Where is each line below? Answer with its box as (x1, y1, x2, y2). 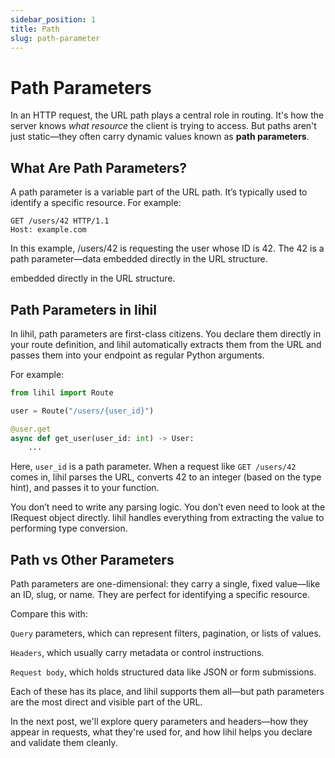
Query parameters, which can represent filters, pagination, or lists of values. (10, 627, 322, 640)
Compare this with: (10, 608, 88, 620)
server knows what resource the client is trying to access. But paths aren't (10, 120, 317, 132)
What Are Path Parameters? (10, 159, 187, 176)
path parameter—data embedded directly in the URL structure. (10, 253, 268, 265)
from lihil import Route (10, 387, 114, 398)
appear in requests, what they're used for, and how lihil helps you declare (10, 726, 313, 738)
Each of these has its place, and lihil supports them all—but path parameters (10, 686, 325, 698)
